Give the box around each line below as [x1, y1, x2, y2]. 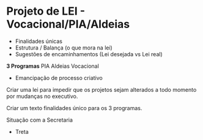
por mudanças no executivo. [6, 92, 78, 100]
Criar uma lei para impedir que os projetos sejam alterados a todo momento [6, 86, 197, 93]
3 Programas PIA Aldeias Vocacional [6, 62, 99, 70]
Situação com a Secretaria [6, 116, 73, 123]
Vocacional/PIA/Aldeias [6, 17, 130, 31]
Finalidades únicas [15, 37, 63, 45]
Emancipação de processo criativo [15, 74, 103, 81]
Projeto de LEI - [6, 4, 86, 18]
